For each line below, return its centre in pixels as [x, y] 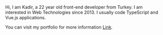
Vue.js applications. [26, 17]
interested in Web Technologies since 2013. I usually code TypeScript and [82, 12]
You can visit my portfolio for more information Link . [59, 27]
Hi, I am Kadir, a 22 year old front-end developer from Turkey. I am [74, 7]
